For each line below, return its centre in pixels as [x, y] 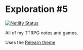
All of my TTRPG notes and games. [42, 32]
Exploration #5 [37, 9]
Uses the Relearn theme [30, 42]
